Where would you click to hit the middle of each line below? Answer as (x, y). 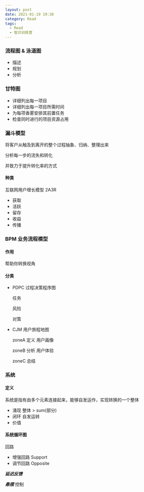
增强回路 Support (30, 457)
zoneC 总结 (24, 361)
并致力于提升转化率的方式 (31, 165)
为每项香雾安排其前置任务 (38, 113)
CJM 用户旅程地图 (31, 330)
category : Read (21, 19)
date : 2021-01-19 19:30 (30, 14)
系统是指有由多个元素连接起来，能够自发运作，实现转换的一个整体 (72, 400)
